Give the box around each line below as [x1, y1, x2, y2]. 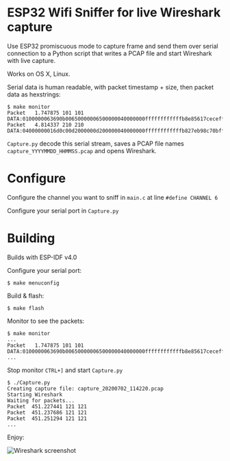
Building [7, 230, 55, 246]
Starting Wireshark [7, 391, 63, 398]
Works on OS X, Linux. [7, 70, 71, 78]
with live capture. [7, 56, 56, 64]
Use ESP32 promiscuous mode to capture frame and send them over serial [7, 42, 218, 50]
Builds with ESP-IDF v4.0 [7, 253, 77, 261]
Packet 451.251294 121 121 [7, 415, 88, 422]
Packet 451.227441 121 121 [7, 403, 88, 410]
